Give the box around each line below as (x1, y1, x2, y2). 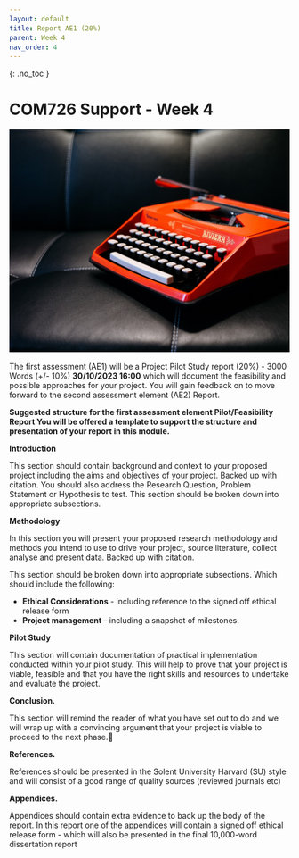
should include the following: (9, 579, 116, 589)
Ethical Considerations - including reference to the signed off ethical (21, 596, 277, 606)
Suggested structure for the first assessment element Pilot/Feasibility (9, 406, 274, 417)
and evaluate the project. (9, 678, 101, 688)
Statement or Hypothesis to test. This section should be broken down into (9, 488, 279, 499)
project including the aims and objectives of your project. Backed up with (9, 470, 278, 480)
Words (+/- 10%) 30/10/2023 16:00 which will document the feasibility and (9, 371, 287, 381)
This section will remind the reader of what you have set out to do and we (9, 712, 279, 723)
